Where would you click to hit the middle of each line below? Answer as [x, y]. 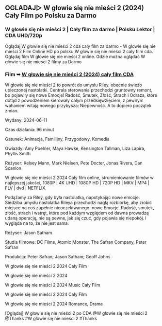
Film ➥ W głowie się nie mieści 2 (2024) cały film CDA [70, 74]
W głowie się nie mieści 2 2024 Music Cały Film [53, 285]
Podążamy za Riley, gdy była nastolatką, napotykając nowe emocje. [73, 197]
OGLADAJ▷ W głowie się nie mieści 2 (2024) [74, 8]
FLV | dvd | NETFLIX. [26, 188]
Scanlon [13, 168]
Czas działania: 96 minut [30, 129]
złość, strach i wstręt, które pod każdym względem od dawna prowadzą [77, 213]
